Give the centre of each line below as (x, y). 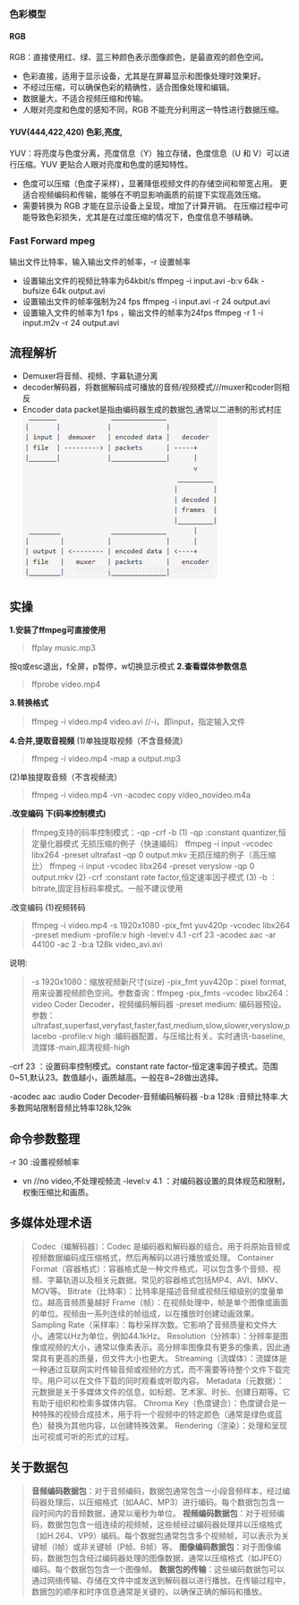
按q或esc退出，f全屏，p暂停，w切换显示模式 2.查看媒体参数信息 (128, 666)
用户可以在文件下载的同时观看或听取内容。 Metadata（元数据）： (166, 1380)
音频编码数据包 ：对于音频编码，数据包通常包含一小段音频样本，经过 (157, 1490)
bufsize (36, 290)
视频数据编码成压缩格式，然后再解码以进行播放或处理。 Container (153, 1257)
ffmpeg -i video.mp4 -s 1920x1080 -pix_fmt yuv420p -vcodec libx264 (161, 926)
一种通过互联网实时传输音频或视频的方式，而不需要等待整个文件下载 (157, 1369)
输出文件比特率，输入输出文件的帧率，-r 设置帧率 (100, 261)
